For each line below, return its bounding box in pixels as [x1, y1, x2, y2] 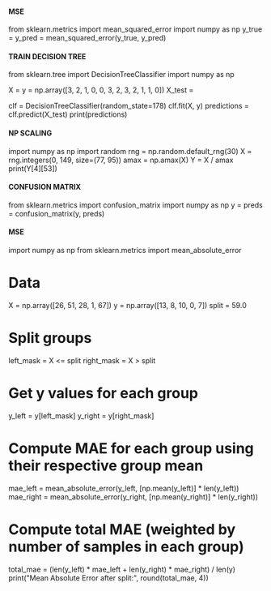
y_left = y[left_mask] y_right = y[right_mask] [8, 410, 155, 421]
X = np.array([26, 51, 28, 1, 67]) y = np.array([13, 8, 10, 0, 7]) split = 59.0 [8, 300, 247, 310]
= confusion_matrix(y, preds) [8, 208, 105, 218]
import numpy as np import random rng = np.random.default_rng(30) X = [8, 146, 252, 156]
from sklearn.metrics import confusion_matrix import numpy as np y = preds [8, 199, 263, 210]
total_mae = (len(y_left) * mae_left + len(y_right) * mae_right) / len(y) [8, 564, 236, 574]
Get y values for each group [8, 384, 199, 403]
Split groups [8, 329, 92, 348]
